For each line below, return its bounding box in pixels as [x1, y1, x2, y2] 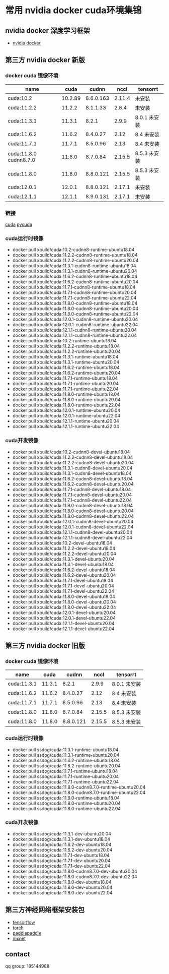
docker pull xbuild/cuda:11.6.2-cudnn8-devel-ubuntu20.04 [12, 481, 134, 487]
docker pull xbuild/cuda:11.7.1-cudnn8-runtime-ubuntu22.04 [12, 295, 137, 301]
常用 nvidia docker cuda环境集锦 [5, 5, 142, 16]
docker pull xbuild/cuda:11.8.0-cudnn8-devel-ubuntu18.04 [12, 502, 133, 508]
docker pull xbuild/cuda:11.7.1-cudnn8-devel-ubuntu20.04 [12, 492, 132, 498]
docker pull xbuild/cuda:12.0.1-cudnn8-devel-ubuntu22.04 [12, 524, 134, 530]
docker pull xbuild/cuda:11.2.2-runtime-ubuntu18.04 [12, 343, 120, 349]
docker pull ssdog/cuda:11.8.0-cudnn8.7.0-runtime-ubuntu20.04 [12, 784, 146, 790]
